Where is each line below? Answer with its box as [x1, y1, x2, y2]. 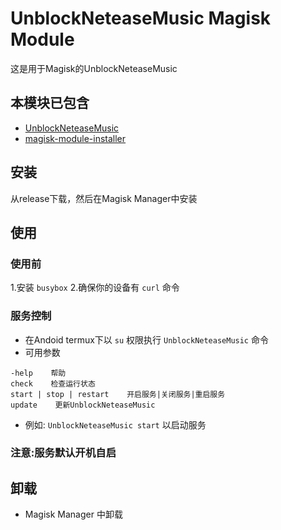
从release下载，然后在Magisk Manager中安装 [10, 192, 198, 204]
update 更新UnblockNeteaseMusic [10, 400, 156, 410]
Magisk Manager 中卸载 [24, 508, 123, 521]
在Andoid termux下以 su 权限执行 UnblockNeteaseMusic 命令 [24, 333, 269, 346]
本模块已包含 [10, 95, 90, 112]
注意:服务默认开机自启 [10, 446, 117, 460]
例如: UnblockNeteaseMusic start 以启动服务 [24, 418, 207, 431]
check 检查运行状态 [10, 378, 96, 389]
